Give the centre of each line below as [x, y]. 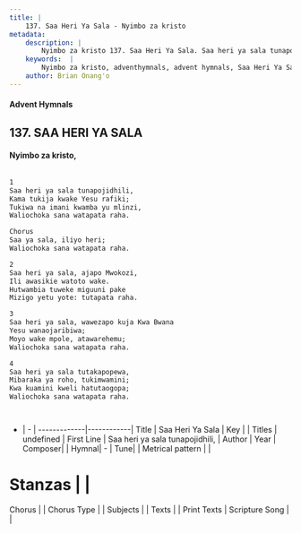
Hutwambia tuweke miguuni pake [68, 289]
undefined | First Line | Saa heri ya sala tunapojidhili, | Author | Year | [149, 439]
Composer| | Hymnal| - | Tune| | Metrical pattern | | [116, 449]
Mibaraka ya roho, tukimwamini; [69, 380]
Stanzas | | [50, 485]
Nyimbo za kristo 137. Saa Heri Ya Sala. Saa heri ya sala [154, 51]
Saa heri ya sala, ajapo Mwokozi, [74, 273]
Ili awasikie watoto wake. [60, 281]
